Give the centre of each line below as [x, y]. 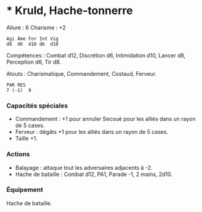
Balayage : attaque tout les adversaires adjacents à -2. [84, 167]
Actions [18, 155]
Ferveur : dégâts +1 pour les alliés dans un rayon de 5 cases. [92, 132]
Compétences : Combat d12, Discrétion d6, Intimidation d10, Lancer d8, [96, 55]
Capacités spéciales [37, 106]
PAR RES [16, 85]
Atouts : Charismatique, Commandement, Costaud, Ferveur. [82, 73]
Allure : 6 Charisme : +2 [36, 27]
